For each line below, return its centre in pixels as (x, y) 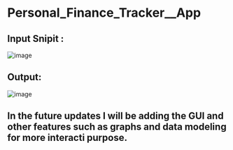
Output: (24, 77)
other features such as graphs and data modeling (117, 127)
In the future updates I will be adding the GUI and (115, 116)
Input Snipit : (36, 39)
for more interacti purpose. (68, 138)
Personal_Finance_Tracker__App (104, 13)
